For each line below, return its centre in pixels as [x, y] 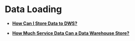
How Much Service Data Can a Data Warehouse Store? [71, 33]
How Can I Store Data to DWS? [45, 23]
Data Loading [33, 9]
